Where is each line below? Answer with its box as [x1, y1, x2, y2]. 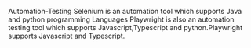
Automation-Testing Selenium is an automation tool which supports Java [8, 7, 242, 15]
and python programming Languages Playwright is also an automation [8, 15, 235, 24]
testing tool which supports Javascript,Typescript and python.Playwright [8, 23, 243, 32]
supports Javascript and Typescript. [8, 31, 125, 40]
